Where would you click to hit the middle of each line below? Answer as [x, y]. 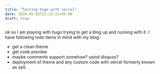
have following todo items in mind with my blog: [53, 37]
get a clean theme [30, 47]
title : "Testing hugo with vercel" [41, 9]
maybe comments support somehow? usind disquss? [65, 57]
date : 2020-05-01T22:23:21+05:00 [39, 14]
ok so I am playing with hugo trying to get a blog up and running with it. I [77, 32]
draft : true [17, 18]
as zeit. [19, 67]
